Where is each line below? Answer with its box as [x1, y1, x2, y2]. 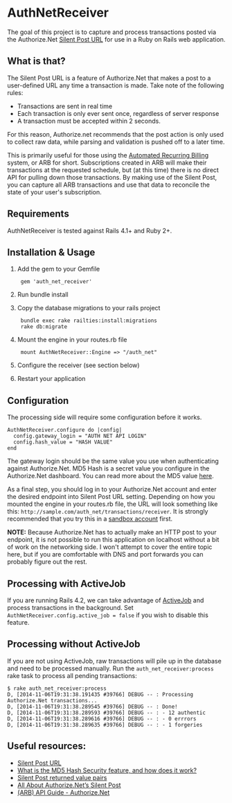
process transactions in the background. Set [7, 604, 134, 611]
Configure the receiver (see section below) [17, 361, 140, 369]
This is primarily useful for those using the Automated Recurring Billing [7, 151, 209, 159]
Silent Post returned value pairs [17, 773, 107, 781]
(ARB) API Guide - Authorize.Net [17, 788, 110, 796]
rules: [7, 88, 24, 96]
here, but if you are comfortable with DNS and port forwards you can [7, 550, 204, 559]
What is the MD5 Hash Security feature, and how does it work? [17, 766, 197, 775]
